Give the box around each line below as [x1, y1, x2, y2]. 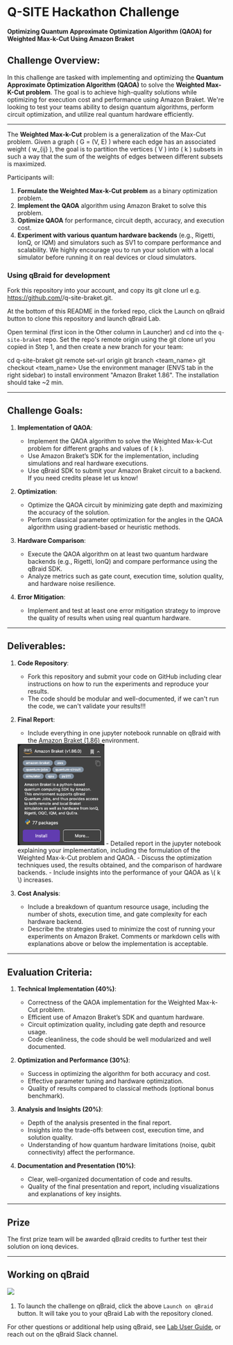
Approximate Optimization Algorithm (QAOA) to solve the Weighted [7, 81, 205, 89]
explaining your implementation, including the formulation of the [17, 846, 200, 855]
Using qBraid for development [7, 270, 111, 280]
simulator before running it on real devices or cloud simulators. [17, 253, 197, 261]
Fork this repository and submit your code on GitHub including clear [27, 672, 222, 680]
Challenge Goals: [7, 405, 83, 417]
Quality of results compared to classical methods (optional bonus [27, 1084, 214, 1093]
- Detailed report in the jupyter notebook [105, 839, 222, 847]
